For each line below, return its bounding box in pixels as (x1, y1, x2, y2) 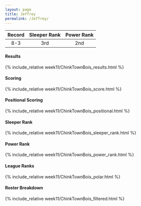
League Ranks (5, 163, 35, 169)
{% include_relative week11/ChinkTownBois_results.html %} (5, 64, 124, 70)
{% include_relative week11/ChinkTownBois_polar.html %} (5, 173, 121, 180)
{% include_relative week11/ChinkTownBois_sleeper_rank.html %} (5, 130, 137, 136)
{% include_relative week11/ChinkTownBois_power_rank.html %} (5, 152, 134, 158)
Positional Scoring (5, 97, 43, 103)
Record (7, 32, 25, 38)
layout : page (5, 7, 32, 12)
